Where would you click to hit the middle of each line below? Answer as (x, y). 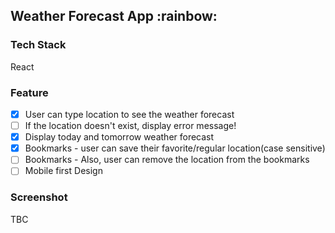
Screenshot (39, 197)
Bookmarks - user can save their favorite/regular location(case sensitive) (175, 148)
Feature (29, 92)
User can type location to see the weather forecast (129, 114)
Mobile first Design (63, 171)
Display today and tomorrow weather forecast (119, 137)
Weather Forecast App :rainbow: (114, 16)
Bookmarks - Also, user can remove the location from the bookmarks (167, 160)
